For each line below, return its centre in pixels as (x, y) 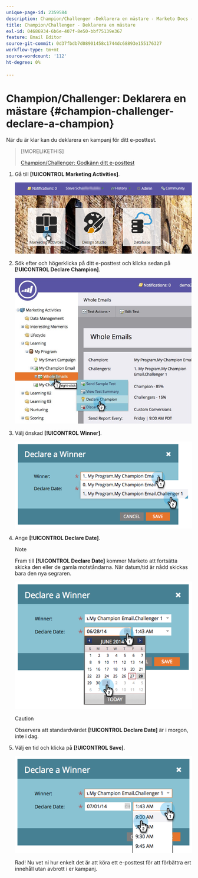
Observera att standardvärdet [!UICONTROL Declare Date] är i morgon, (101, 730)
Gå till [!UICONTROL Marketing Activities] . (67, 174)
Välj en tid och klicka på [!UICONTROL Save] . (70, 748)
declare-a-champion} (60, 123)
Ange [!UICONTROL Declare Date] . (57, 538)
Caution (24, 718)
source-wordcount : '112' (37, 56)
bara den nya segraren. (43, 574)
